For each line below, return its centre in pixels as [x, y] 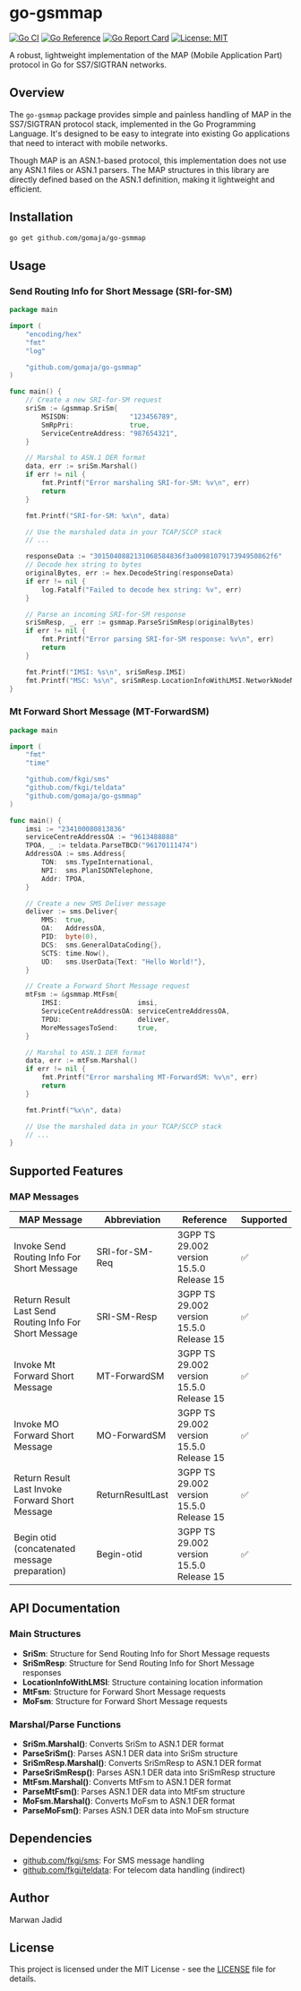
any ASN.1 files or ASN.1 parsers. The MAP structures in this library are [139, 169]
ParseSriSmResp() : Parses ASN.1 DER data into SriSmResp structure [149, 1772]
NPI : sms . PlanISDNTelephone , [98, 870]
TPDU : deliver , [106, 1019]
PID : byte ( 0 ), [70, 937]
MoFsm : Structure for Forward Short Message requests [125, 1701]
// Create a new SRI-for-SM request [94, 400]
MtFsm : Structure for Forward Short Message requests [124, 1692]
